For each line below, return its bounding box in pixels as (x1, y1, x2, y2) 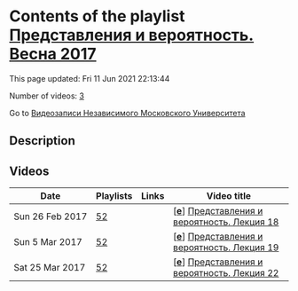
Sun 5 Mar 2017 (13, 236, 82, 248)
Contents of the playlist (9, 6, 185, 27)
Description (9, 133, 75, 148)
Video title (206, 190, 251, 202)
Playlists (96, 190, 133, 202)
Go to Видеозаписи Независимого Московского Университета (9, 107, 246, 118)
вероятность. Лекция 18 (172, 216, 279, 228)
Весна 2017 (9, 44, 97, 64)
